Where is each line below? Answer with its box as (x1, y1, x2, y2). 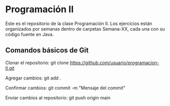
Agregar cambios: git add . (5, 75, 61, 81)
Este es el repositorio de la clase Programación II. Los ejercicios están (5, 20, 152, 26)
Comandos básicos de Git (5, 46, 89, 55)
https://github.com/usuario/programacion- (69, 60, 159, 66)
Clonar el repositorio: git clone (5, 60, 69, 66)
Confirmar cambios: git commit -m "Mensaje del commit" (5, 85, 126, 91)
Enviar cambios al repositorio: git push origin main (5, 94, 111, 100)
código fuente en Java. (5, 31, 54, 37)
